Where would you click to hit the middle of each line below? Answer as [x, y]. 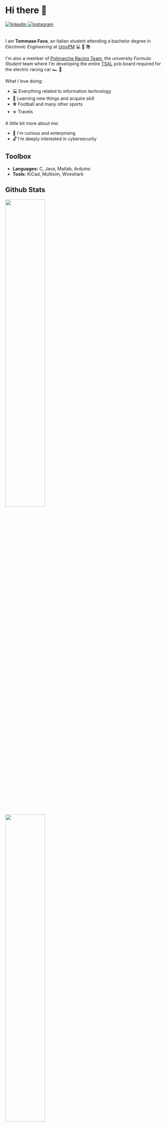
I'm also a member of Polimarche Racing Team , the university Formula [78, 58]
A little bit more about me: [32, 123]
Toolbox [18, 157]
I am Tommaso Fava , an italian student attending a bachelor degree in [78, 41]
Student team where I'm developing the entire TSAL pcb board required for [83, 64]
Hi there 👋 [26, 10]
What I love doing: [24, 81]
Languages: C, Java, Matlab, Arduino [51, 168]
